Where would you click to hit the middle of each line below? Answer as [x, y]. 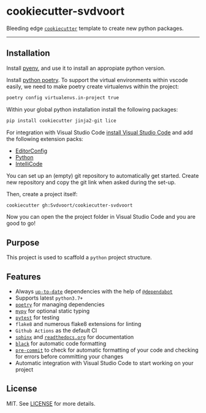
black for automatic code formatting [61, 343]
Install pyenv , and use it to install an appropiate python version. [86, 68]
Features [24, 277]
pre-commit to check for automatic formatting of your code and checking [107, 350]
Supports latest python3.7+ [49, 298]
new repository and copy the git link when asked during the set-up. [91, 182]
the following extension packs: [45, 138]
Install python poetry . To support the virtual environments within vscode [97, 80]
